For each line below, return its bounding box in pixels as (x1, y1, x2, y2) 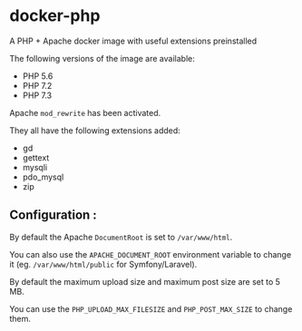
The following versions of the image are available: (9, 53, 195, 63)
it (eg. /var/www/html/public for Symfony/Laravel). (9, 258, 198, 269)
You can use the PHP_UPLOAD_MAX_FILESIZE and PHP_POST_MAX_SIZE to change (9, 303, 293, 314)
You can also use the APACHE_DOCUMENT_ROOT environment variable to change (9, 248, 292, 259)
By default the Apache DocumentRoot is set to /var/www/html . (9, 231, 233, 242)
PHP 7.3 (22, 90, 53, 101)
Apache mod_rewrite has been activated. (9, 107, 161, 118)
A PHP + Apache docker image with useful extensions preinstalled (9, 35, 258, 46)
